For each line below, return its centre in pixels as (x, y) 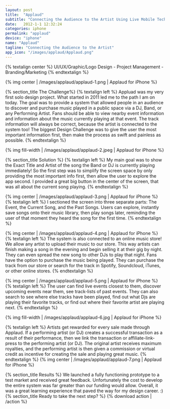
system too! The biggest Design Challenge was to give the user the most (81, 129)
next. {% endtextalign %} (32, 307)
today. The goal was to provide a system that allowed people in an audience (84, 102)
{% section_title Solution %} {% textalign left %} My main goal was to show (84, 159)
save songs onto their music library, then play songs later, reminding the (80, 213)
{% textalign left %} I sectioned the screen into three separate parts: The (81, 202)
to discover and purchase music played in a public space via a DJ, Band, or (83, 108)
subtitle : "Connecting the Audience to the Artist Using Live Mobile (80, 19)
